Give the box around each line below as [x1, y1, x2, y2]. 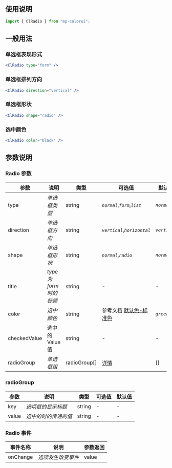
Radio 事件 [5, 429, 32, 436]
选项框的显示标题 [26, 403, 68, 410]
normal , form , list [101, 202, 142, 209]
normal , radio [101, 251, 133, 259]
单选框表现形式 [5, 51, 42, 58]
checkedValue [8, 335, 42, 342]
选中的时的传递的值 [26, 413, 73, 420]
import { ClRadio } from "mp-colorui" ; [5, 18, 91, 24]
